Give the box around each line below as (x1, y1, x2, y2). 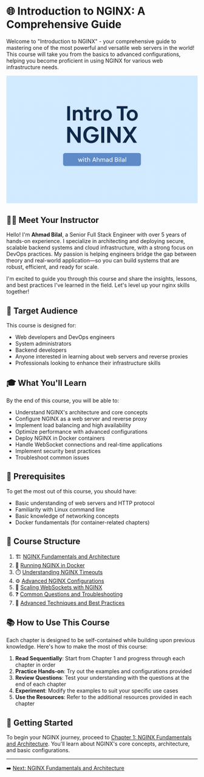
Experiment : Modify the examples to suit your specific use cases (15, 687, 178, 694)
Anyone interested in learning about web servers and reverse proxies (15, 353, 188, 360)
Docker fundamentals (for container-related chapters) (15, 518, 150, 526)
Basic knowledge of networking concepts (15, 512, 120, 519)
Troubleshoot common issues (15, 454, 90, 461)
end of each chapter (15, 680, 67, 688)
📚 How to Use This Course (6, 618, 110, 628)
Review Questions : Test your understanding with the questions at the (15, 674, 189, 682)
